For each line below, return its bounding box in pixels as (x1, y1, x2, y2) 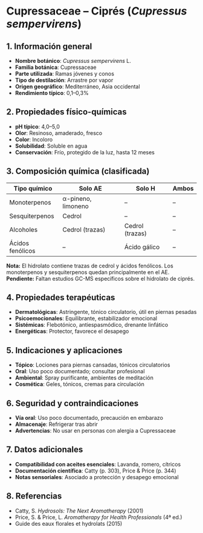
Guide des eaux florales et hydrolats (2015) (14, 520, 123, 527)
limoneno (62, 201, 89, 210)
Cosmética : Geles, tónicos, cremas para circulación (14, 381, 145, 388)
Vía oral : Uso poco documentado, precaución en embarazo (14, 414, 163, 422)
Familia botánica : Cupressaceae (14, 64, 97, 71)
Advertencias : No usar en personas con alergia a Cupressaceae (14, 427, 176, 434)
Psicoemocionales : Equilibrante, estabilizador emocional (14, 315, 158, 322)
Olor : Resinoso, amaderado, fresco (14, 129, 103, 137)
